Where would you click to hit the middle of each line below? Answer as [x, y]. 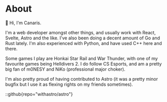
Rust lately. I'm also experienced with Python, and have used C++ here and [83, 43]
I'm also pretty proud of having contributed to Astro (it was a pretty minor [82, 79]
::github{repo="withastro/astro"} [39, 94]
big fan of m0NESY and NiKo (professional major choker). [65, 69]
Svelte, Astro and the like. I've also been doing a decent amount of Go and [83, 38]
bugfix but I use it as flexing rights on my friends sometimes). [69, 84]
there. [11, 48]
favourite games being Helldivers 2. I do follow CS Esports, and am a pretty [83, 64]
